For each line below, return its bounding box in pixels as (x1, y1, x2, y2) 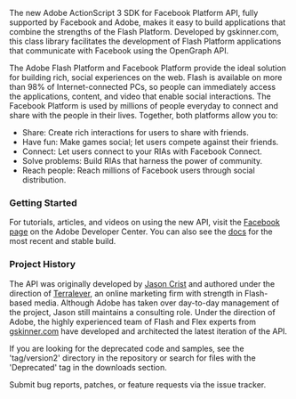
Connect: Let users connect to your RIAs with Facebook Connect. (21, 146, 262, 157)
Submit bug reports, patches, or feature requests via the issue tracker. (9, 379, 267, 390)
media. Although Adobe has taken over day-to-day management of (34, 297, 280, 308)
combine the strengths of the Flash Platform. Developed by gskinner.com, (9, 27, 279, 37)
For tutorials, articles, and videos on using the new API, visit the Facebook (9, 217, 280, 228)
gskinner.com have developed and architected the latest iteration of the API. (9, 325, 287, 337)
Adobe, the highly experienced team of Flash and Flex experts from (9, 316, 256, 327)
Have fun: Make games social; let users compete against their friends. (21, 137, 279, 147)
